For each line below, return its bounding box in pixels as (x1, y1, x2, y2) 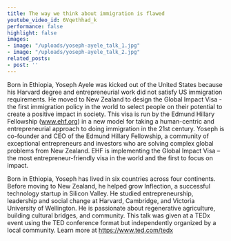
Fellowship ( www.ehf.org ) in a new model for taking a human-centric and (7, 117, 215, 125)
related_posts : (7, 55, 51, 62)
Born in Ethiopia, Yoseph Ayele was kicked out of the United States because (7, 80, 223, 88)
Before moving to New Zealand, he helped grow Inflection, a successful (7, 182, 210, 190)
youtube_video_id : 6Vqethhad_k (7, 17, 97, 23)
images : (7, 36, 30, 43)
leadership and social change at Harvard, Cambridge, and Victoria (7, 196, 195, 204)
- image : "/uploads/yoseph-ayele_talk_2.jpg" (7, 49, 140, 56)
